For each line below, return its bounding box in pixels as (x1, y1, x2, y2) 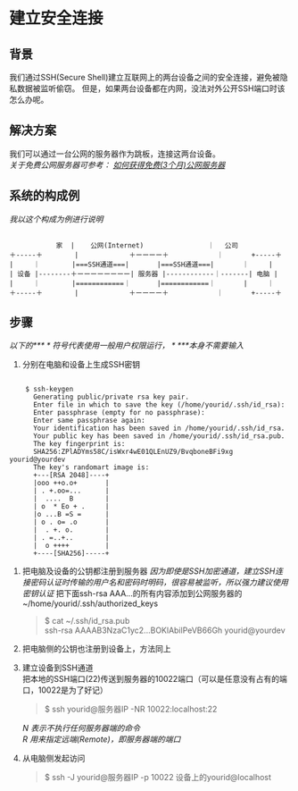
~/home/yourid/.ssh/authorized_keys (21, 598, 159, 609)
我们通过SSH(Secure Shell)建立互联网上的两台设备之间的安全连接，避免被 (9, 72, 281, 82)
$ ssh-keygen (25, 385, 74, 394)
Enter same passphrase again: (32, 417, 145, 425)
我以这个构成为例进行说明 (9, 214, 103, 224)
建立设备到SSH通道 (21, 662, 94, 673)
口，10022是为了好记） (21, 685, 109, 695)
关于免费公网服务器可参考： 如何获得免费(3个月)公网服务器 (9, 159, 226, 170)
